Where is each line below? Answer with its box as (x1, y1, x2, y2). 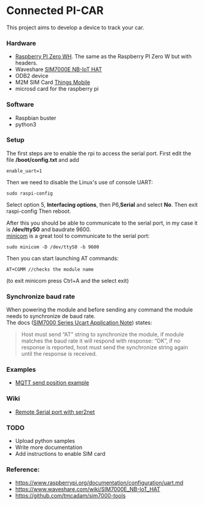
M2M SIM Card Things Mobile (15, 78, 90, 86)
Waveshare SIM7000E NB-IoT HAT (15, 66, 102, 73)
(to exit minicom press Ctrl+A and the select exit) (6, 277, 129, 284)
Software (6, 100, 35, 109)
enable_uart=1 (6, 168, 43, 174)
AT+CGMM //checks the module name (6, 266, 94, 273)
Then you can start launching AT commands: (6, 254, 119, 262)
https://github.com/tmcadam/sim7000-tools (15, 492, 126, 500)
